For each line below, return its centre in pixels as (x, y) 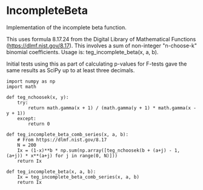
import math (21, 87)
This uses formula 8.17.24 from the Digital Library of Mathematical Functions (101, 39)
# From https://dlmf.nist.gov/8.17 (62, 140)
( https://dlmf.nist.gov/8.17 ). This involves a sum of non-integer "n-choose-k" (101, 46)
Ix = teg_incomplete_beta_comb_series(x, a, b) (78, 177)
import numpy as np (31, 81)
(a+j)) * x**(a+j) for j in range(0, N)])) (62, 155)
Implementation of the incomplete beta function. (66, 27)
